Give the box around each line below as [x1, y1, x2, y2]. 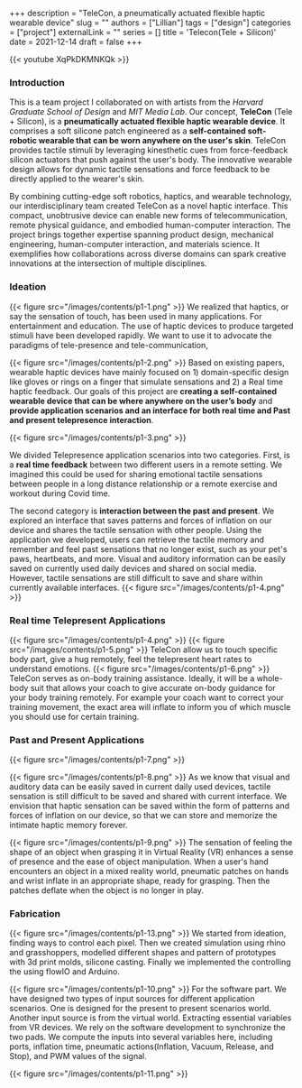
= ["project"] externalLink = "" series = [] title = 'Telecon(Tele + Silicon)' [9, 27, 277, 37]
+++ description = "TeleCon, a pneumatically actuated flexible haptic [9, 8, 266, 18]
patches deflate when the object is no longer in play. [9, 885, 205, 896]
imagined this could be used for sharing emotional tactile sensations [9, 468, 263, 479]
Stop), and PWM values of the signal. [9, 1051, 147, 1062]
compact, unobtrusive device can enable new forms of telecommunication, [9, 210, 288, 221]
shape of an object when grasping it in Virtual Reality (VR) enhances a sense [9, 847, 294, 858]
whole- [256, 672, 283, 684]
